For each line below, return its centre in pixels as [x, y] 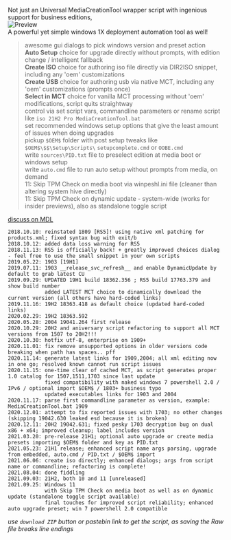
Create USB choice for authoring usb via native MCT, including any [119, 82]
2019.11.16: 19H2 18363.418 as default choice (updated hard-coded [106, 304]
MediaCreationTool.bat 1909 [48, 407]
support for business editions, [50, 17]
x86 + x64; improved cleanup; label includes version [86, 431]
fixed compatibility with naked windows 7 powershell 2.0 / [132, 382]
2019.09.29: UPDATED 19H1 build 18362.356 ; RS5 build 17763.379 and [109, 280]
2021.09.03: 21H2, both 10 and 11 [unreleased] [77, 479]
